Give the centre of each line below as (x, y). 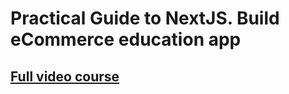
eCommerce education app (126, 39)
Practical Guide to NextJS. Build (145, 18)
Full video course (65, 76)
